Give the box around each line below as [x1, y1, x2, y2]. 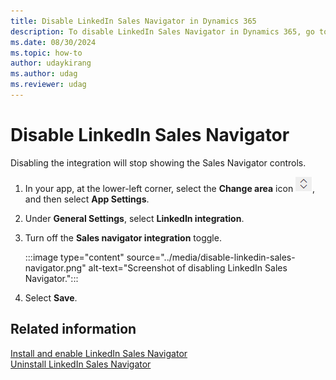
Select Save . [24, 291, 78, 304]
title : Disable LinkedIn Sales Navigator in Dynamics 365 [10, 16, 257, 26]
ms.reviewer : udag [10, 80, 87, 90]
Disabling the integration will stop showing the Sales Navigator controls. [10, 156, 307, 169]
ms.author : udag [10, 69, 78, 79]
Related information [10, 321, 137, 338]
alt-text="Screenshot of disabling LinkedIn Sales [88, 261, 288, 274]
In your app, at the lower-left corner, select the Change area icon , [24, 182, 316, 194]
